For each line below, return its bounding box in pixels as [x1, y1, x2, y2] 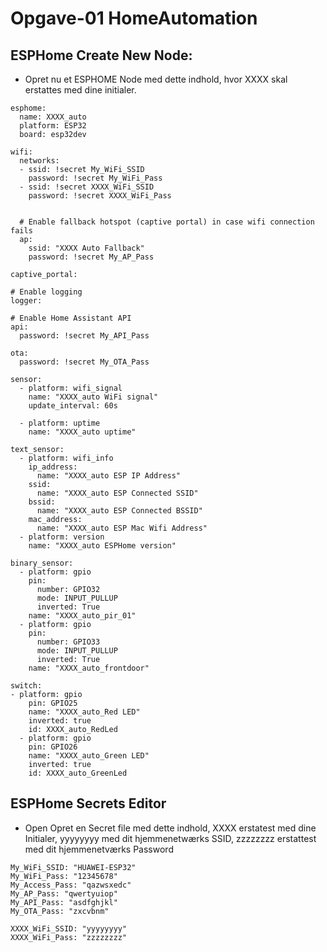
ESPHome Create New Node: [10, 47, 193, 64]
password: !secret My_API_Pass [19, 331, 150, 341]
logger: [10, 296, 43, 306]
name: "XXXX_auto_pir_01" [28, 611, 137, 621]
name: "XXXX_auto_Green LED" [28, 751, 150, 761]
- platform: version [19, 532, 105, 542]
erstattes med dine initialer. [24, 84, 137, 96]
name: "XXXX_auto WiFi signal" [28, 392, 159, 402]
